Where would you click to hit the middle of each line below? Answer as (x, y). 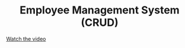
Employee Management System (100, 10)
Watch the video (26, 39)
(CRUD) (100, 23)
